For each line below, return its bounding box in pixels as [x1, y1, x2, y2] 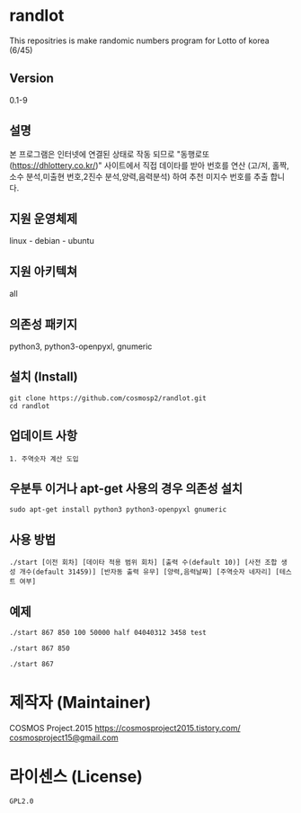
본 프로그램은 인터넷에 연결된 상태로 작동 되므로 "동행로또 [9, 148, 210, 159]
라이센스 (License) [9, 766, 144, 787]
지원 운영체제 [9, 210, 78, 226]
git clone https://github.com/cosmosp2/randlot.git [9, 393, 207, 403]
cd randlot [9, 401, 50, 410]
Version [9, 71, 54, 86]
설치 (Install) [9, 370, 78, 385]
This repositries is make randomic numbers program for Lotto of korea [9, 35, 270, 46]
